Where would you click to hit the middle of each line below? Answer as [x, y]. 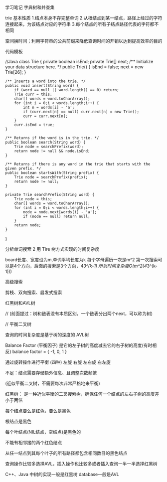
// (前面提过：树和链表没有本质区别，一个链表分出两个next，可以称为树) [79, 314]
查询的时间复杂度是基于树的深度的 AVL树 [47, 335]
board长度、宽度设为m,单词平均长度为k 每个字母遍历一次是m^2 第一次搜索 [82, 260]
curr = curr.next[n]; [46, 116]
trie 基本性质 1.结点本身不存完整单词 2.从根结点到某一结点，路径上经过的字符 [84, 18]
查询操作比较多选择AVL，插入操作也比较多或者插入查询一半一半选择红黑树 [82, 464]
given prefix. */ [23, 168]
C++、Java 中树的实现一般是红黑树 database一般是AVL [62, 474]
